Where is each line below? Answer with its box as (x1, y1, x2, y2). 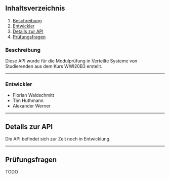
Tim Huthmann (12, 97, 44, 103)
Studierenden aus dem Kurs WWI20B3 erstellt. (5, 63, 103, 69)
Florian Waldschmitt (12, 92, 55, 98)
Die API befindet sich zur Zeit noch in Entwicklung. (5, 136, 111, 142)
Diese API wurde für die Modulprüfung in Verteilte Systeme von (5, 58, 138, 64)
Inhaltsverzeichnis (5, 4, 65, 13)
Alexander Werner (12, 103, 51, 109)
